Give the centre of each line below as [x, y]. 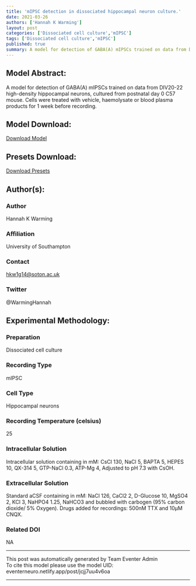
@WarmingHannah [29, 302]
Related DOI [23, 529]
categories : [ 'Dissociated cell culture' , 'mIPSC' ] [69, 33]
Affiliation [20, 233]
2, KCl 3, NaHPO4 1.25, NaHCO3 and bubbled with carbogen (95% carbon [95, 502]
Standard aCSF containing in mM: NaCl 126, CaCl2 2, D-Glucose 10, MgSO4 [97, 495]
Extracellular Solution [37, 483]
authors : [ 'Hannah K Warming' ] [44, 22]
